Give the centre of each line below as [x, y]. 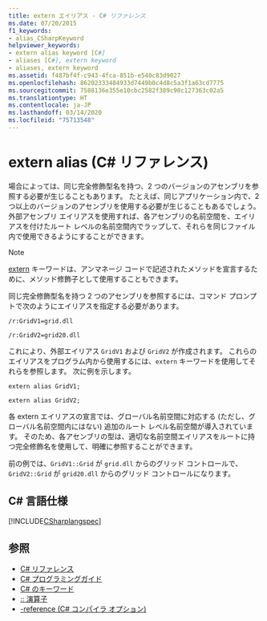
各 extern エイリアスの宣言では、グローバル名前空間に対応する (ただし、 [128, 416]
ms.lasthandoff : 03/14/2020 [55, 113]
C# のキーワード [47, 589]
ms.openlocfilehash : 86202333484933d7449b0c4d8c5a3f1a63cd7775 [116, 83]
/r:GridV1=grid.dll [41, 321]
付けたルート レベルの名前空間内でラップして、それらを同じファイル [142, 226]
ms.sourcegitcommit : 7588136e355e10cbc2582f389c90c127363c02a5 [116, 90]
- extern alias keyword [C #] [57, 53]
